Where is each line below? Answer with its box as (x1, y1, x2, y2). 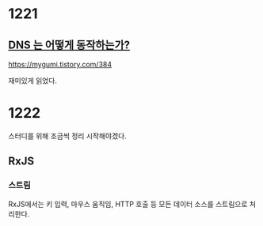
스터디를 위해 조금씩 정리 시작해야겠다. (8, 131, 127, 141)
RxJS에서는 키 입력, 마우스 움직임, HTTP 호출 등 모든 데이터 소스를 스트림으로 (8, 199, 248, 209)
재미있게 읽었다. (8, 76, 58, 85)
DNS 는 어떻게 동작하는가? (8, 38, 131, 51)
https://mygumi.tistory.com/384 (8, 60, 112, 69)
